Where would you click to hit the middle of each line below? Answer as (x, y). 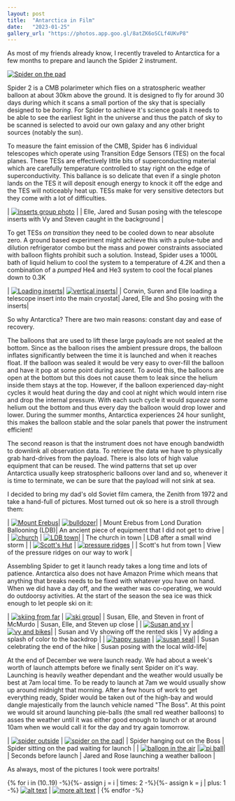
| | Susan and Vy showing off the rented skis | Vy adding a (134, 632)
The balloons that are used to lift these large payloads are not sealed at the (115, 341)
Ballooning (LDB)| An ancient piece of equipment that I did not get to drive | (116, 530)
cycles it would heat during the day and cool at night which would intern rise (117, 392)
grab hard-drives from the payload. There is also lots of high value (103, 458)
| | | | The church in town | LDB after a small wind (109, 538)
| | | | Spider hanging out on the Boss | (116, 741)
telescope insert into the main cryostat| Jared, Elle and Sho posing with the (115, 299)
